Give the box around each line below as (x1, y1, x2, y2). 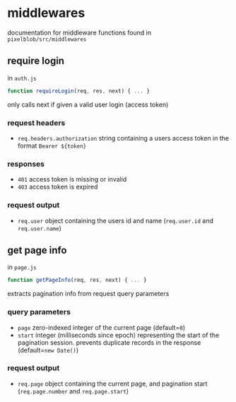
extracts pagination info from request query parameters (7, 290, 170, 298)
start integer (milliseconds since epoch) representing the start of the (17, 331, 220, 339)
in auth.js (7, 73, 37, 82)
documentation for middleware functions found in (7, 28, 152, 37)
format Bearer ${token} (17, 141, 87, 150)
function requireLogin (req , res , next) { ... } (7, 87, 151, 95)
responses (7, 159, 45, 169)
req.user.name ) (17, 224, 61, 232)
